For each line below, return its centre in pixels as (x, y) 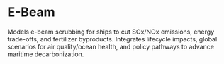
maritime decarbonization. (46, 54)
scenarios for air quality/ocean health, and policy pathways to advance (111, 46)
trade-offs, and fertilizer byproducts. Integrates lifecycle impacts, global (112, 39)
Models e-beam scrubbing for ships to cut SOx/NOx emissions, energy (111, 32)
